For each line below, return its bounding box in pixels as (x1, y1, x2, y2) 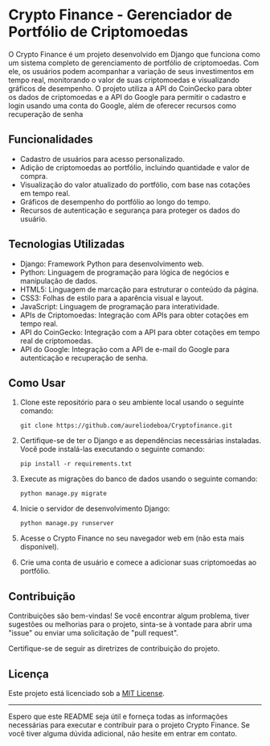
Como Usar (8, 376, 66, 390)
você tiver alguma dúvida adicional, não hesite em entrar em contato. (8, 729, 238, 738)
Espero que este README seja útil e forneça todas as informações (8, 711, 228, 721)
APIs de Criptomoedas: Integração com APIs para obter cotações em (19, 310, 249, 320)
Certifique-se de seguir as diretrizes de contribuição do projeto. (8, 644, 220, 653)
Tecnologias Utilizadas (8, 238, 125, 251)
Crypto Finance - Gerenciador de (8, 6, 233, 24)
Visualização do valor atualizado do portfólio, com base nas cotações (19, 180, 251, 189)
